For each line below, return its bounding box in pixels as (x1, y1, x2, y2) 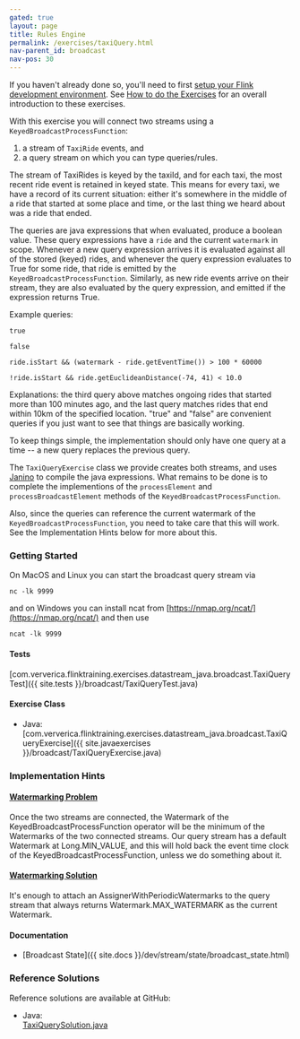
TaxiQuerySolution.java (21, 1019, 108, 1030)
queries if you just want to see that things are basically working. (9, 418, 244, 429)
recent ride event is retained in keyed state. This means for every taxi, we (9, 179, 280, 189)
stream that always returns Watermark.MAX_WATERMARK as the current (9, 900, 278, 911)
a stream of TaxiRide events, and (21, 143, 145, 153)
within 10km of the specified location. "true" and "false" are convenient (9, 409, 271, 419)
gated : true (9, 13, 54, 22)
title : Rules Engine (9, 30, 87, 39)
